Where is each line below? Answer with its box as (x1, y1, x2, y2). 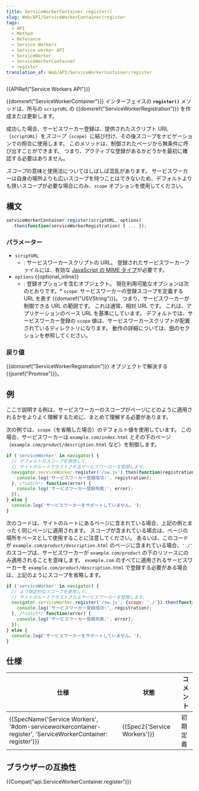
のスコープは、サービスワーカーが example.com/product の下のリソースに (6, 549, 184, 556)
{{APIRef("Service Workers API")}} (6, 85, 91, 93)
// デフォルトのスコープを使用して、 (11, 458, 90, 464)
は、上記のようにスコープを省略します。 (6, 571, 104, 578)
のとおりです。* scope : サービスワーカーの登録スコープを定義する (23, 288, 184, 295)
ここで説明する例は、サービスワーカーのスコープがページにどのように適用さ (6, 406, 192, 413)
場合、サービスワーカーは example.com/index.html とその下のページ (6, 433, 171, 441)
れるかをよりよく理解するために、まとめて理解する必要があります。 (6, 413, 172, 421)
